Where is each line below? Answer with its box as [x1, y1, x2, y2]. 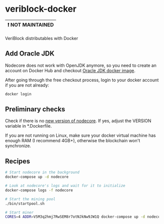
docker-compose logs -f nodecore [5, 187, 73, 193]
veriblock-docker [5, 3, 77, 15]
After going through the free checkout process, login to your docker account [5, 77, 159, 83]
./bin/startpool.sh [5, 201, 45, 206]
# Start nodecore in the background [5, 170, 80, 175]
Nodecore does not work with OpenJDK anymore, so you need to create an [5, 62, 157, 68]
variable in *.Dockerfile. [5, 123, 52, 129]
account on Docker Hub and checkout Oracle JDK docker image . [5, 67, 136, 74]
